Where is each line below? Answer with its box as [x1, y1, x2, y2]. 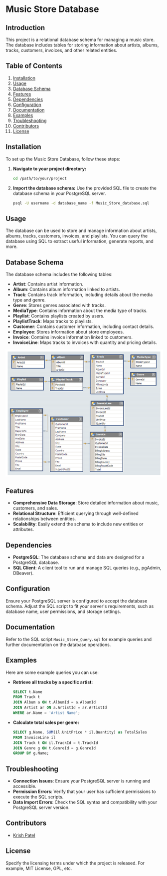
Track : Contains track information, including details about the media [12, 291, 153, 297]
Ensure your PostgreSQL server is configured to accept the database [5, 597, 148, 603]
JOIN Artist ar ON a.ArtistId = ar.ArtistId [12, 705, 107, 710]
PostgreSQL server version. [12, 804, 70, 810]
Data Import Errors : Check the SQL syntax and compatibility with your [12, 799, 158, 805]
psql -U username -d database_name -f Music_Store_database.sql [12, 200, 150, 205]
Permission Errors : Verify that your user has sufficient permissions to [12, 788, 156, 794]
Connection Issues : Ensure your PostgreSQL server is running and [12, 778, 151, 784]
